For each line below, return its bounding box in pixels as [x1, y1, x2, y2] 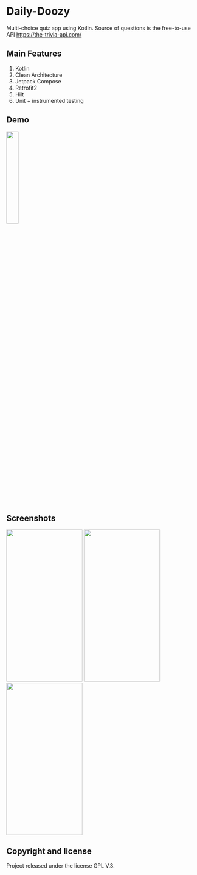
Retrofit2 [15, 84, 38, 91]
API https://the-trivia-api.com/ [6, 30, 82, 38]
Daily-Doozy [6, 4, 71, 18]
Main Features [6, 49, 62, 59]
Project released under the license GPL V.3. [6, 862, 115, 870]
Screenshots [6, 513, 56, 523]
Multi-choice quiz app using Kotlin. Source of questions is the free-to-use [6, 24, 192, 32]
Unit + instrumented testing [15, 97, 84, 104]
